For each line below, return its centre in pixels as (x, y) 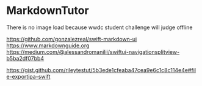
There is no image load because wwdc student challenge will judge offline (99, 27)
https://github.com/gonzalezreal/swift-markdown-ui (72, 39)
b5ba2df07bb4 (25, 58)
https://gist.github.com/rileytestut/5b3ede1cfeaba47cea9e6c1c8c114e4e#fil (101, 70)
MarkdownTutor (48, 11)
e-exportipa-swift (28, 76)
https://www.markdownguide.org (48, 45)
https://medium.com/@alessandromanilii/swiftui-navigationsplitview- (93, 51)
